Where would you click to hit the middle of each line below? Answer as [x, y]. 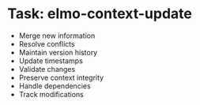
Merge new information [57, 36]
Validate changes [47, 69]
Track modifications [51, 94]
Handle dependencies [55, 86]
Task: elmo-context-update [100, 14]
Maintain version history [58, 52]
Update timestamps [51, 61]
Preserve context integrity [61, 77]
